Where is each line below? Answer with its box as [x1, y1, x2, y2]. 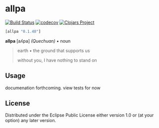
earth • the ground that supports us [17, 48, 90, 54]
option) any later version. [5, 118, 56, 124]
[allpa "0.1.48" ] [5, 29, 41, 34]
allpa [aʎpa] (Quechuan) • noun [5, 38, 71, 44]
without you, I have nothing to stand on [17, 57, 98, 63]
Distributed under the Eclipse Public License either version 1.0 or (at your [5, 112, 154, 118]
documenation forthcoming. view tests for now [5, 85, 101, 91]
